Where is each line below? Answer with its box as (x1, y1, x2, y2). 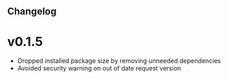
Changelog (7, 6, 57, 17)
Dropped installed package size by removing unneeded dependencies (17, 57, 222, 65)
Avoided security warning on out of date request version (17, 64, 182, 73)
